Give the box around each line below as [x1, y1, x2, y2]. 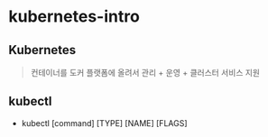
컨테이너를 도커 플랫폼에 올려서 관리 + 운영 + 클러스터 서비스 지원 [30, 68, 261, 78]
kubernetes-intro [8, 6, 141, 27]
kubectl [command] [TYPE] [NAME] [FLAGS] [21, 117, 188, 128]
